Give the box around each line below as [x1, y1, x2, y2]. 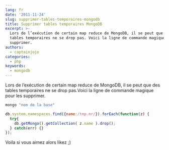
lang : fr [5, 7, 24, 13]
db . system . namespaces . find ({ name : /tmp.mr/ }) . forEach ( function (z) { [5, 111, 150, 116]
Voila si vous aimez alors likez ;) [5, 139, 71, 145]
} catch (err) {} [10, 125, 44, 131]
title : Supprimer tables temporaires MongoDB [5, 21, 102, 27]
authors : [5, 45, 24, 50]
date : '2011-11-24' [5, 12, 46, 17]
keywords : [5, 63, 26, 68]
